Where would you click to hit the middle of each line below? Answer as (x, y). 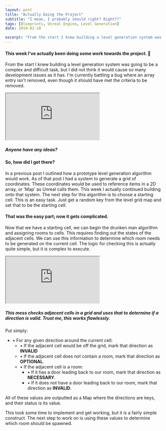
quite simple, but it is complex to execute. (48, 249)
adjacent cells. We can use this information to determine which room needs (83, 238)
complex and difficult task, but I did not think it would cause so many (76, 70)
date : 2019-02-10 (23, 28)
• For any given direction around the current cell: (63, 340)
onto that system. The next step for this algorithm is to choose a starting (79, 194)
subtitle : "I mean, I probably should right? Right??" (63, 19)
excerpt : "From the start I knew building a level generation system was (83, 37)
